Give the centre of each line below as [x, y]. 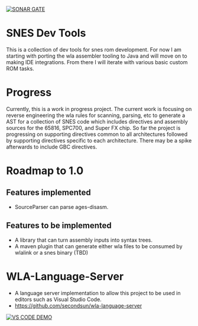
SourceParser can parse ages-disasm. [61, 207]
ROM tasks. [20, 68]
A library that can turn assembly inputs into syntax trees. [83, 240]
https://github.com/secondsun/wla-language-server [78, 305]
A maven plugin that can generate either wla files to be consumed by [98, 246]
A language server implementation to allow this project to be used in [98, 293]
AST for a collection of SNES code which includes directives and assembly [97, 121]
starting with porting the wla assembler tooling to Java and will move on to [97, 56]
